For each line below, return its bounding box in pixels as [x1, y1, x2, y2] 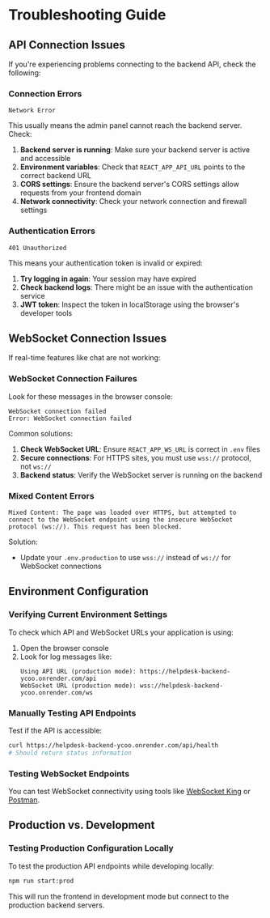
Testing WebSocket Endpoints [8, 767, 130, 779]
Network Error [8, 107, 57, 115]
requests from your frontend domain [19, 188, 141, 198]
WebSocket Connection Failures [8, 373, 137, 385]
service [19, 291, 46, 300]
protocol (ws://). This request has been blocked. [8, 523, 183, 531]
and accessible [19, 154, 71, 164]
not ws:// [19, 461, 52, 471]
